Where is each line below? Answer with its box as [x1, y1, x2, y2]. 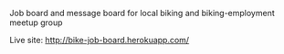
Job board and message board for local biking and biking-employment [9, 8, 276, 18]
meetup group [9, 17, 63, 28]
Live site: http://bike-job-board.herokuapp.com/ [9, 35, 190, 45]
